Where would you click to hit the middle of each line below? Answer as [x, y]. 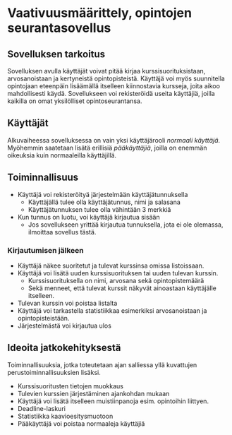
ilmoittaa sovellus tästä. [62, 232]
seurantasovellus [59, 28]
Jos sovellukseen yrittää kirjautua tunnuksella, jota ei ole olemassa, [126, 225]
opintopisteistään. [43, 318]
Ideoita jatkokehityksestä [64, 348]
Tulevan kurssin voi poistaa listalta [67, 303]
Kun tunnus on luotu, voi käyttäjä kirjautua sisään [88, 217]
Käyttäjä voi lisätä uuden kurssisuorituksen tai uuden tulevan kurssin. [118, 273]
